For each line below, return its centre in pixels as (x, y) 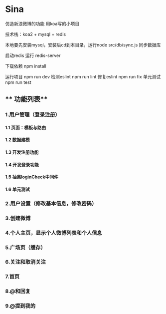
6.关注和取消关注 (26, 262)
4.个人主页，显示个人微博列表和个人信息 (54, 233)
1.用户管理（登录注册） (33, 115)
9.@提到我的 (20, 306)
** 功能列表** (26, 99)
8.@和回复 (18, 292)
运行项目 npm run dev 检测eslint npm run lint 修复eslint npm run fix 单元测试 (83, 76)
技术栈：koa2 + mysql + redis (36, 34)
